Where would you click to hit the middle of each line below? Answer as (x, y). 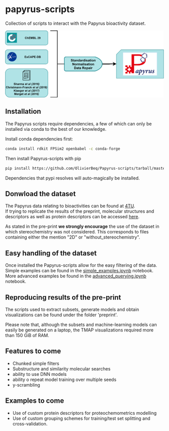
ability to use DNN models (39, 374)
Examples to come (35, 401)
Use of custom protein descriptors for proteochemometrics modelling (84, 413)
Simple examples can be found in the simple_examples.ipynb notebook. (79, 271)
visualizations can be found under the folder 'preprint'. (62, 315)
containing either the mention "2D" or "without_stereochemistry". (73, 237)
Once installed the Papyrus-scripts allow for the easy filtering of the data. (81, 265)
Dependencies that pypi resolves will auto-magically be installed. (72, 178)
